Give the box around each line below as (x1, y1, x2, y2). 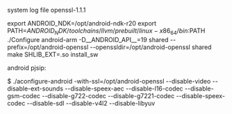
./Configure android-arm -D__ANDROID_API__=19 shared (7, 35, 169, 44)
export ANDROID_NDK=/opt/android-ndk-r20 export (7, 19, 157, 27)
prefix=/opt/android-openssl (7, 43, 89, 51)
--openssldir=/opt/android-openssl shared (90, 43, 212, 51)
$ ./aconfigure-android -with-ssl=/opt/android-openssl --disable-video (7, 77, 211, 85)
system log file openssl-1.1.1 (7, 6, 86, 14)
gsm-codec (7, 91, 40, 99)
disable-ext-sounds (7, 84, 64, 93)
